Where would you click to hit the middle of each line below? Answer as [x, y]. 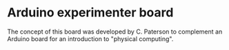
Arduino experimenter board [90, 13]
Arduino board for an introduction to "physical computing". [90, 38]
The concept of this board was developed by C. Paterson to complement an [115, 32]
